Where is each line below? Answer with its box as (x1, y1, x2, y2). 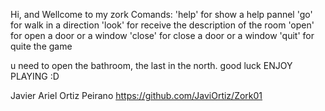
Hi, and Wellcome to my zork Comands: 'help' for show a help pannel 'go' (10, 9, 313, 20)
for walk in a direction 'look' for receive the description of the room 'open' (10, 19, 315, 31)
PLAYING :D (10, 70, 60, 82)
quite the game (10, 40, 73, 52)
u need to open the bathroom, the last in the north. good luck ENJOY (10, 60, 293, 71)
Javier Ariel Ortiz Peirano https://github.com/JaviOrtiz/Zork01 (10, 90, 263, 101)
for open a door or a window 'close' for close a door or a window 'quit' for (10, 30, 315, 41)
